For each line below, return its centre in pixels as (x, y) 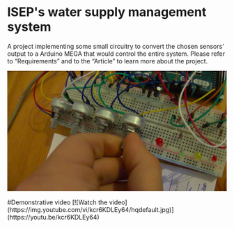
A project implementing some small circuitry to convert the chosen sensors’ (116, 46)
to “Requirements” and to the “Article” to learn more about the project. (108, 61)
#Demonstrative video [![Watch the (57, 202)
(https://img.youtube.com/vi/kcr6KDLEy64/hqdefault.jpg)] (91, 209)
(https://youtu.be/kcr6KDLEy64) (53, 217)
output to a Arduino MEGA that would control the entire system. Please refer (116, 54)
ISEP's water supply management (107, 12)
